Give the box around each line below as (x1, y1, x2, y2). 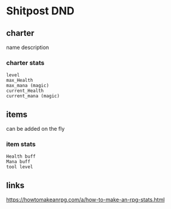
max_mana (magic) (6, 82, 49, 89)
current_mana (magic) (6, 93, 60, 99)
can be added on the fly (6, 125, 65, 133)
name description (6, 44, 49, 51)
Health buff (6, 153, 36, 159)
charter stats (6, 59, 45, 67)
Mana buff (6, 159, 31, 165)
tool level (6, 164, 33, 170)
